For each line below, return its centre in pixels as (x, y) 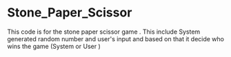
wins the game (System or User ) (54, 46)
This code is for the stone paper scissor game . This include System (104, 32)
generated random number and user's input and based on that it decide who (116, 38)
